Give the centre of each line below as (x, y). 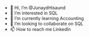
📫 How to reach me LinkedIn (40, 29)
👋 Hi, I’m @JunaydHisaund (38, 8)
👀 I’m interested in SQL (34, 13)
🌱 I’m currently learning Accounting (47, 18)
